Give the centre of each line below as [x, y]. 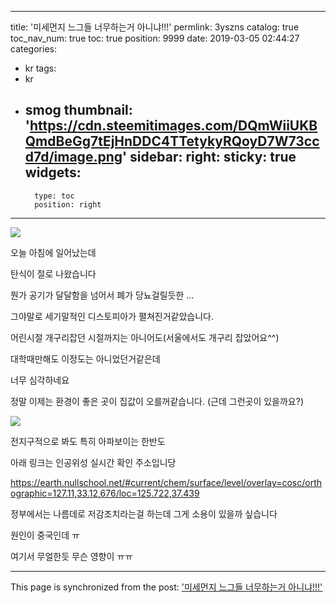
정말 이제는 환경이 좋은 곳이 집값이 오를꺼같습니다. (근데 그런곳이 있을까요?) [157, 401]
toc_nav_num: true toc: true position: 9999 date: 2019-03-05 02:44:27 [155, 38]
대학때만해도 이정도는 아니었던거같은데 [85, 358]
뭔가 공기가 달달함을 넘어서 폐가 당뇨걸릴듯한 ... [102, 295]
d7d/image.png [73, 157]
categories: [33, 49]
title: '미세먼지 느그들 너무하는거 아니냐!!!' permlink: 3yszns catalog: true [155, 27]
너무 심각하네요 [40, 380]
